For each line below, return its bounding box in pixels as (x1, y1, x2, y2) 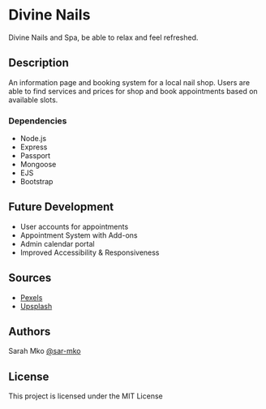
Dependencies (8, 115, 67, 127)
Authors (8, 325, 51, 338)
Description (8, 56, 69, 70)
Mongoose (19, 160, 57, 170)
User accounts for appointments (19, 222, 129, 231)
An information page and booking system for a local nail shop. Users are (8, 77, 250, 87)
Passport (19, 151, 51, 161)
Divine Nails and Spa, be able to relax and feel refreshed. (8, 32, 199, 42)
